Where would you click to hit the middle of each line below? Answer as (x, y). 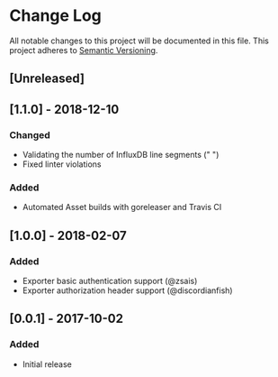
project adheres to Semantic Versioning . (84, 50)
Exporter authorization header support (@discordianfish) (127, 290)
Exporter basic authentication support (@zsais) (110, 281)
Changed (30, 134)
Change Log (55, 16)
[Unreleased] (47, 79)
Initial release (47, 364)
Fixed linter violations (62, 164)
